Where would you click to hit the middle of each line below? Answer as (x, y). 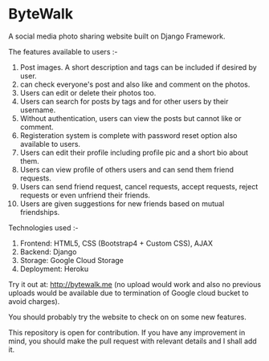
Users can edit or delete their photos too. (88, 92)
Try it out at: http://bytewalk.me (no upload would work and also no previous (135, 284)
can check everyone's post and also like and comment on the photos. (135, 84)
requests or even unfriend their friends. (85, 195)
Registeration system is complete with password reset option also (128, 135)
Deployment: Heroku (54, 269)
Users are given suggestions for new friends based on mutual (122, 203)
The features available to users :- (63, 51)
